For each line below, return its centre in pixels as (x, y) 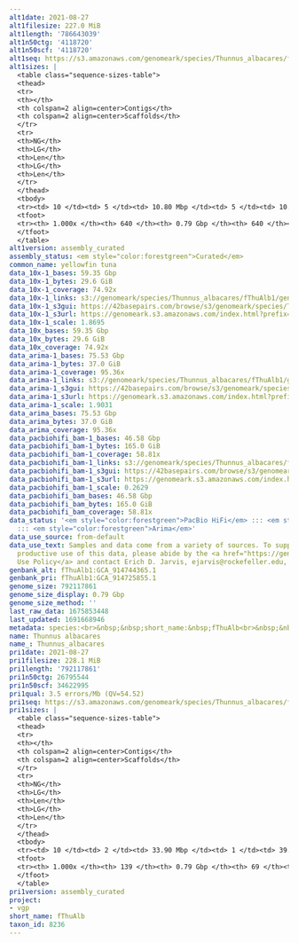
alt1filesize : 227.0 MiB (55, 26)
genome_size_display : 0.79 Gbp (67, 595)
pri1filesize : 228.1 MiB (55, 661)
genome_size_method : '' (53, 603)
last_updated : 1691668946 (57, 619)
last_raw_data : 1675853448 (59, 611)
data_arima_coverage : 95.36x (63, 430)
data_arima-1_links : (47, 381)
